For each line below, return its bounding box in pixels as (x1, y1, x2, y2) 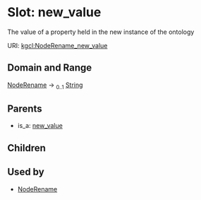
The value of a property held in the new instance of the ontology (7, 28, 195, 36)
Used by (7, 166, 44, 178)
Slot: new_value (7, 4, 102, 20)
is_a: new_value (17, 122, 63, 130)
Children (7, 142, 46, 154)
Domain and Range (7, 61, 92, 74)
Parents (7, 102, 42, 114)
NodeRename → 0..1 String (7, 81, 83, 90)
